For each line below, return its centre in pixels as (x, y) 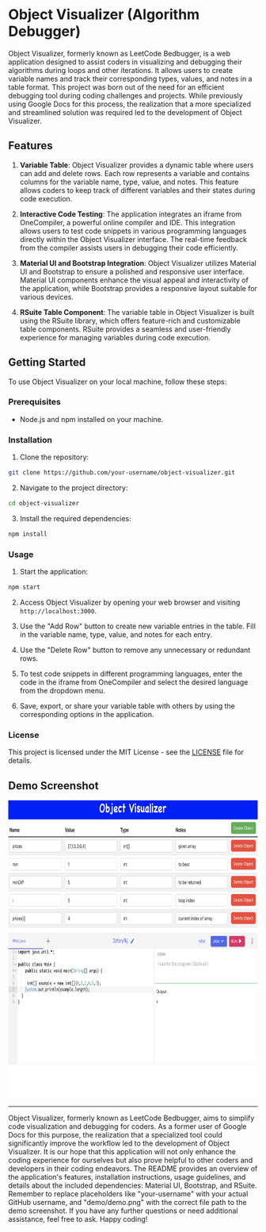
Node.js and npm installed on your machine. (91, 419)
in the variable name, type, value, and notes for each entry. (116, 634)
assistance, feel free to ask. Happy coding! (78, 1219)
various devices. (46, 297)
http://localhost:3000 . (58, 610)
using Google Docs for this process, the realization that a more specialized (130, 104)
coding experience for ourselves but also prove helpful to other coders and (131, 1161)
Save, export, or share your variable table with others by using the (127, 706)
